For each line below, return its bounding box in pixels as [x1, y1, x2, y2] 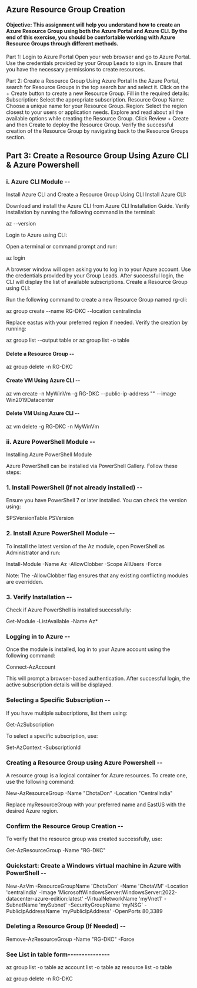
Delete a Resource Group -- [6, 350, 75, 357]
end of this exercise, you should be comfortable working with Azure [6, 34, 175, 41]
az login [6, 254, 25, 261]
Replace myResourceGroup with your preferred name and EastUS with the [6, 801, 186, 808]
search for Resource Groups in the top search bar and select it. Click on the [6, 83, 189, 90]
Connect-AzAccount [6, 663, 56, 670]
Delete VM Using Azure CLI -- [6, 410, 80, 417]
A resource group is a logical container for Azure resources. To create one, [6, 771, 188, 778]
